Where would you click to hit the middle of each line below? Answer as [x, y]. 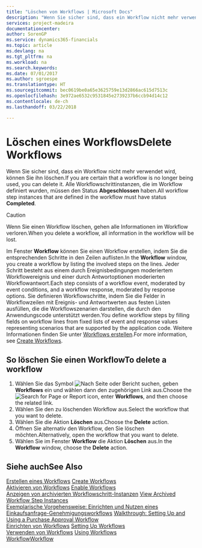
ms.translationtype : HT [36, 85]
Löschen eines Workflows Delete [89, 142]
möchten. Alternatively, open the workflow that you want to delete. [96, 435]
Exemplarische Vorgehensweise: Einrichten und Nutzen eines [82, 507]
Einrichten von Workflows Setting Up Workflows [66, 526]
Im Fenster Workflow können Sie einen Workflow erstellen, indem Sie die [97, 251]
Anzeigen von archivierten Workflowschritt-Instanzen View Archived [91, 494]
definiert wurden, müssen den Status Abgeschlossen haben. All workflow [97, 191]
